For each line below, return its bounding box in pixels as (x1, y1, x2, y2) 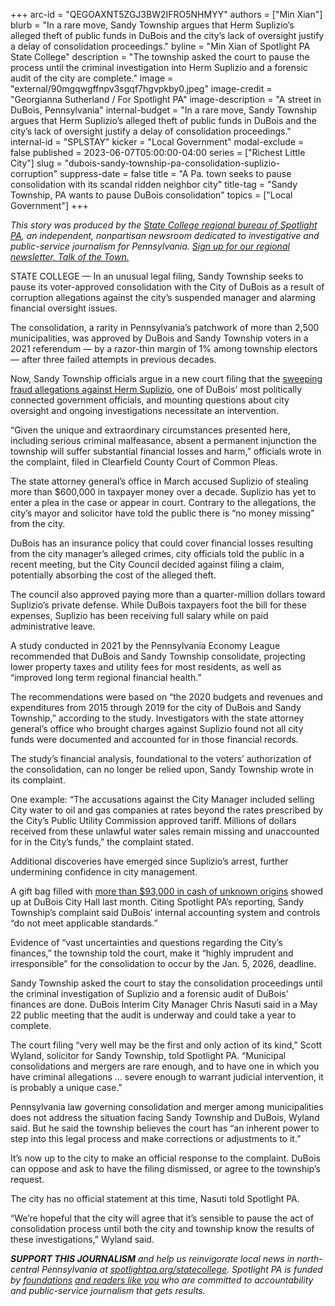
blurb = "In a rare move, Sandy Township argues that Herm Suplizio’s (10, 19, 295, 31)
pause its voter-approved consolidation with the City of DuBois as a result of (10, 281, 325, 293)
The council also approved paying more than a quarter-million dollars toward (10, 589, 326, 600)
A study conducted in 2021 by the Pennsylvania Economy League (10, 640, 281, 651)
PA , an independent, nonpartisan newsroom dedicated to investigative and (10, 230, 320, 241)
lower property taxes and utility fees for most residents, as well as (10, 661, 282, 673)
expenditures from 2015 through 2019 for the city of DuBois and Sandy (10, 702, 302, 713)
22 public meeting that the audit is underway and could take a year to (10, 1009, 297, 1021)
